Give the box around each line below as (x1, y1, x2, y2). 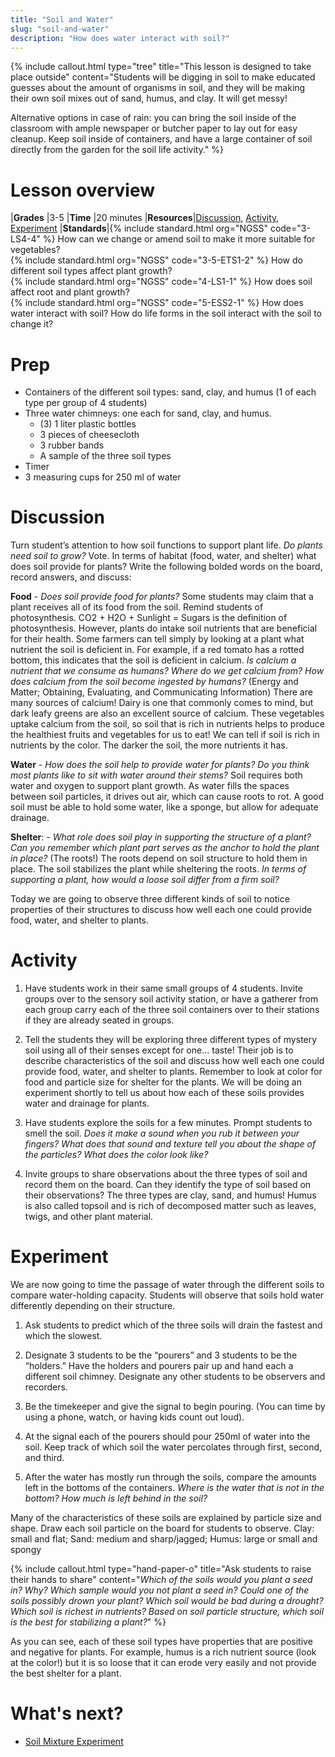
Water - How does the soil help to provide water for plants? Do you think (10, 759, 310, 771)
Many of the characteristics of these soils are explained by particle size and (10, 1512, 322, 1524)
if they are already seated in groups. (24, 1014, 175, 1026)
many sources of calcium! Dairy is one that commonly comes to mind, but (10, 697, 314, 709)
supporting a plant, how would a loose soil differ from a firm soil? (10, 874, 280, 886)
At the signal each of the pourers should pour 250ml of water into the (24, 1431, 311, 1443)
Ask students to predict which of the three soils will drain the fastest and (24, 1319, 323, 1331)
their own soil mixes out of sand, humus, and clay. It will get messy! (10, 92, 288, 105)
